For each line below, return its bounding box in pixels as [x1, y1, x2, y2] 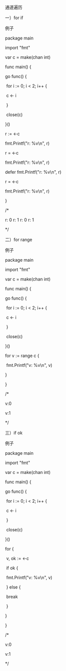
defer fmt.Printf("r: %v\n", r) [5, 169, 62, 175]
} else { [6, 584, 21, 590]
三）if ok [5, 430, 23, 435]
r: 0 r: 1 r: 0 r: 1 [5, 217, 34, 223]
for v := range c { [5, 353, 40, 358]
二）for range [5, 237, 33, 242]
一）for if [5, 15, 23, 21]
